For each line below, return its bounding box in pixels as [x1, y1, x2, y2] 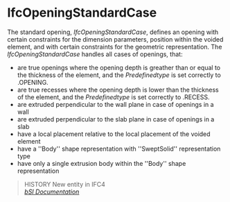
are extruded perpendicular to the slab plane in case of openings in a [17, 115, 215, 123]
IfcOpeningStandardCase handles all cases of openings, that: [7, 50, 183, 58]
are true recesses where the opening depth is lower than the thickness [17, 85, 220, 94]
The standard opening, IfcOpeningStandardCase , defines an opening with [7, 28, 219, 36]
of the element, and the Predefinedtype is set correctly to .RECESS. [17, 92, 210, 101]
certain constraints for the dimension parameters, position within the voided [7, 35, 224, 43]
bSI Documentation [24, 187, 80, 196]
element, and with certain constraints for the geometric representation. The [7, 42, 222, 51]
